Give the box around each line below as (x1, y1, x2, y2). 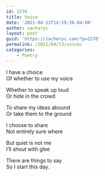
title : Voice (6, 14, 38, 20)
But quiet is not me (6, 139, 52, 146)
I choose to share (6, 121, 48, 128)
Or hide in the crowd (6, 92, 56, 99)
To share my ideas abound (6, 104, 70, 111)
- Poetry (16, 52, 38, 58)
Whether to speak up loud (6, 86, 69, 93)
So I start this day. (6, 163, 50, 170)
